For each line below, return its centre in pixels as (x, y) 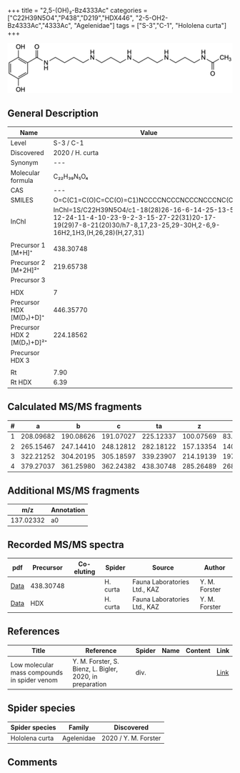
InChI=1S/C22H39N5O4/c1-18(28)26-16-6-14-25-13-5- (146, 210)
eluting (85, 572)
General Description (53, 113)
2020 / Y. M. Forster (131, 738)
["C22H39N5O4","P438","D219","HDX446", (71, 18)
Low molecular (32, 665)
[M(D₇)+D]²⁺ (29, 343)
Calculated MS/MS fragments (75, 407)
